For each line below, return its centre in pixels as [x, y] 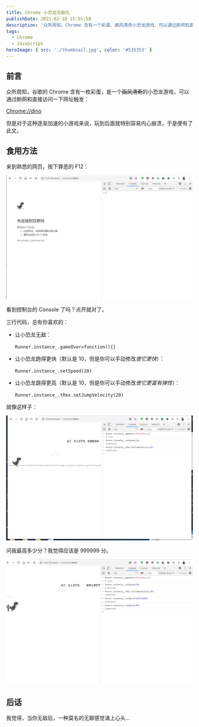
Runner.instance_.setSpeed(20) [53, 371]
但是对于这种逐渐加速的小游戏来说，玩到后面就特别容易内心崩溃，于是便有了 [99, 123]
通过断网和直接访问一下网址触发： [48, 99]
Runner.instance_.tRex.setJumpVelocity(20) [69, 395]
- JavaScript [28, 44]
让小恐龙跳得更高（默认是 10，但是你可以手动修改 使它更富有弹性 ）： [97, 383]
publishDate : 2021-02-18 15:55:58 [49, 19]
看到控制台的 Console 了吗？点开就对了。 [57, 310]
